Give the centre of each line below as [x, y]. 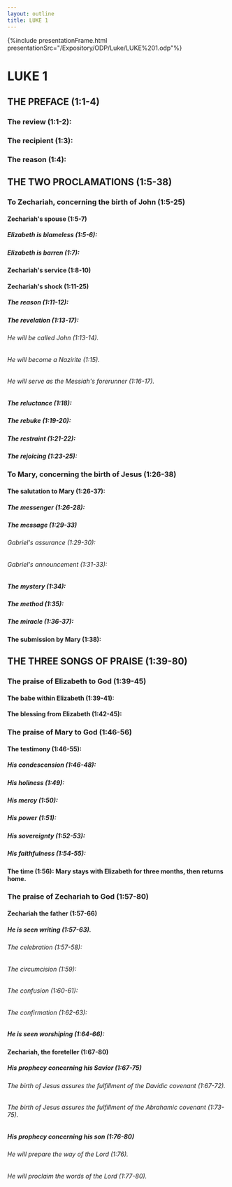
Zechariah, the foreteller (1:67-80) [58, 1052]
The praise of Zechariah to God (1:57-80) [78, 897]
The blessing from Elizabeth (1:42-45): [65, 714]
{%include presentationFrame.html [57, 40]
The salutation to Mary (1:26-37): [57, 491]
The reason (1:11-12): [38, 302]
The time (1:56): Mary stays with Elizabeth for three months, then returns [115, 871]
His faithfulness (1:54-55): [46, 854]
